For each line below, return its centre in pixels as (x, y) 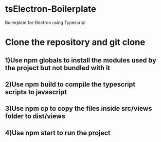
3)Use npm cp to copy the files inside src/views (79, 109)
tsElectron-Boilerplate (51, 9)
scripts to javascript (36, 92)
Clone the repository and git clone (75, 42)
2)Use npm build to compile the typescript (70, 84)
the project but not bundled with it (58, 68)
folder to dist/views (35, 116)
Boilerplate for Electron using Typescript (45, 22)
